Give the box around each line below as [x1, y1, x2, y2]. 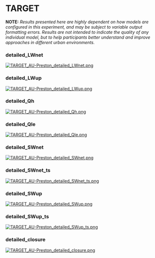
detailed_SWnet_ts [5, 167, 51, 174]
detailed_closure [5, 236, 46, 243]
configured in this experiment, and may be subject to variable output [5, 24, 142, 30]
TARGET [5, 3, 40, 14]
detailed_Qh [5, 98, 34, 105]
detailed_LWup [5, 75, 42, 81]
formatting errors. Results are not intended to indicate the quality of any [5, 29, 149, 35]
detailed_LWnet [5, 51, 43, 58]
